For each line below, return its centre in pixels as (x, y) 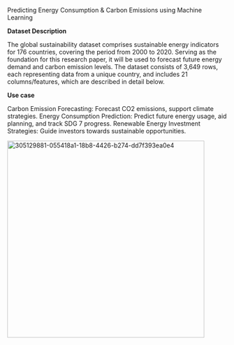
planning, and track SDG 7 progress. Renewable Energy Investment (104, 124)
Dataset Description (37, 31)
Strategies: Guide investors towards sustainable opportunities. (97, 131)
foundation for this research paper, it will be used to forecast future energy (115, 59)
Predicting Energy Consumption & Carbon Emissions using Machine (105, 10)
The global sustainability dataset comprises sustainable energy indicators (113, 44)
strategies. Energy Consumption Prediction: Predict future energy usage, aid (117, 116)
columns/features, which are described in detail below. (86, 82)
